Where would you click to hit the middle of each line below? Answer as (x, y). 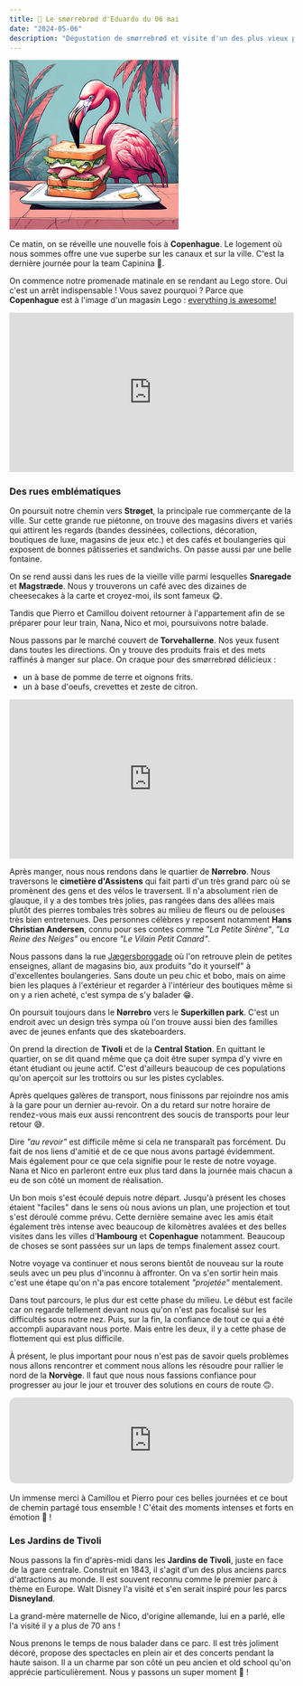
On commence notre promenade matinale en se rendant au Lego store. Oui (149, 281)
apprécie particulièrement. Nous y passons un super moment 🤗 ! (129, 1672)
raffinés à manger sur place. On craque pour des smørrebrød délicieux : (143, 659)
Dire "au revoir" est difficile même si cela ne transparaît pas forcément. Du (147, 1142)
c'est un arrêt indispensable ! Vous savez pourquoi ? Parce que (126, 290)
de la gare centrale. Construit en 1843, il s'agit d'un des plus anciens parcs (148, 1570)
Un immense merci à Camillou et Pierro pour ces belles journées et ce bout (149, 1498)
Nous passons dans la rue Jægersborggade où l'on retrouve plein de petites (151, 957)
